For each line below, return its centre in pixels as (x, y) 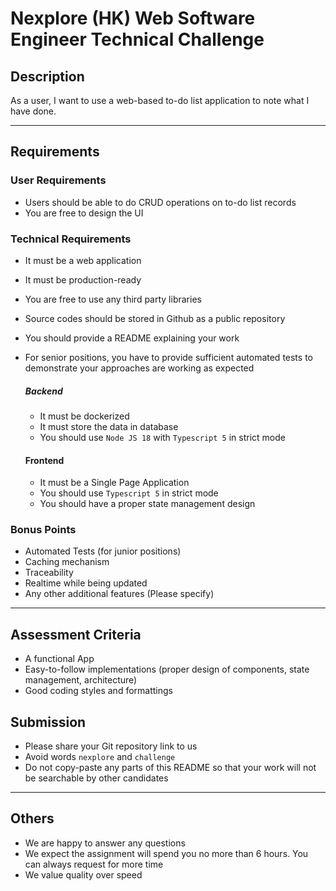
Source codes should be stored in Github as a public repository (155, 318)
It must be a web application (83, 260)
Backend (43, 391)
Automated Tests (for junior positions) (103, 551)
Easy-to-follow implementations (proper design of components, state (167, 669)
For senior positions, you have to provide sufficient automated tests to (168, 357)
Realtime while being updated (86, 583)
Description (47, 76)
